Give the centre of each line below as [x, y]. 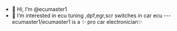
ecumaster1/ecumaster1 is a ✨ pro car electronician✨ [77, 22]
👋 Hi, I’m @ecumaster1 [39, 9]
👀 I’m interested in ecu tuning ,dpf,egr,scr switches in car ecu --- [91, 15]
